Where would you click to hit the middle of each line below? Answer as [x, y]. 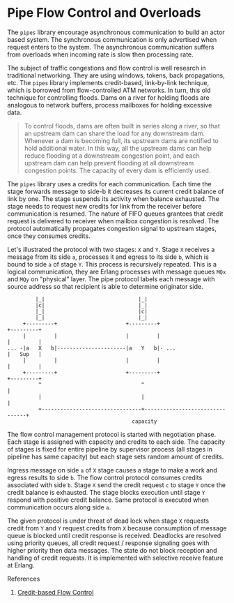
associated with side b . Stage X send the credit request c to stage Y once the [117, 485]
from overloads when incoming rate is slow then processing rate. [100, 54]
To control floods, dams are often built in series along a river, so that [122, 126]
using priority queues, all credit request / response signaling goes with [108, 543]
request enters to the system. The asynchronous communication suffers [111, 47]
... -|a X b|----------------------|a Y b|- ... [92, 348]
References [24, 579]
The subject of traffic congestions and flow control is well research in [107, 68]
